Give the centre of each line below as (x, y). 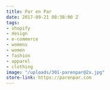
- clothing (20, 67)
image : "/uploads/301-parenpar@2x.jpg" (56, 72)
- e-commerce (22, 39)
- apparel (18, 61)
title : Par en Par (29, 12)
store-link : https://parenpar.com (49, 78)
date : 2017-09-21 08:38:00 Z (42, 17)
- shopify (18, 28)
